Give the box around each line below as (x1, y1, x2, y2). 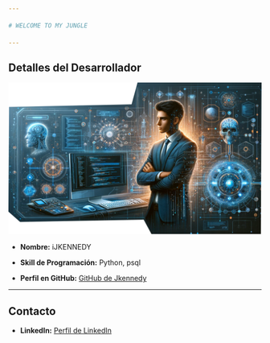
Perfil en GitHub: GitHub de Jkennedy (19, 274, 147, 283)
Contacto (8, 304, 56, 318)
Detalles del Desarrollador (8, 60, 142, 74)
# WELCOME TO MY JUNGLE (8, 21, 88, 30)
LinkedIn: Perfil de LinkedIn (19, 326, 112, 336)
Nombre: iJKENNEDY (19, 242, 92, 252)
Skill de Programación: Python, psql (19, 258, 141, 267)
